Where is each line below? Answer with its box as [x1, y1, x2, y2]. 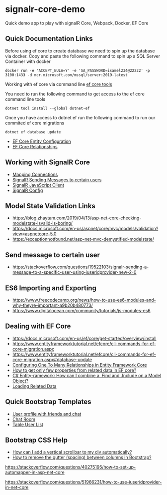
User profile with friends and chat [12, 411, 82, 417]
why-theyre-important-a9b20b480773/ [12, 302, 93, 308]
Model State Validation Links [5, 201, 95, 210]
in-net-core [5, 485, 29, 491]
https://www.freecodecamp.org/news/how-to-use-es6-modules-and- [12, 297, 156, 303]
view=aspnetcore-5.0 [12, 231, 57, 237]
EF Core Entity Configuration [12, 138, 71, 144]
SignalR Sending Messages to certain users [12, 176, 102, 183]
